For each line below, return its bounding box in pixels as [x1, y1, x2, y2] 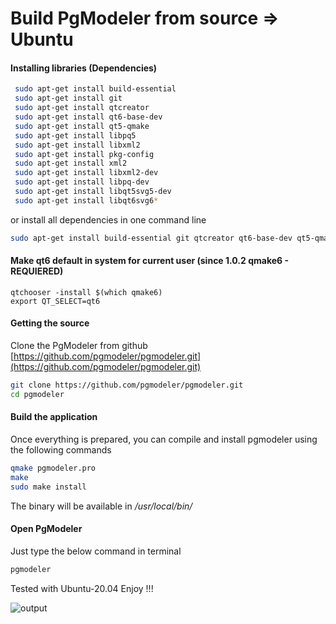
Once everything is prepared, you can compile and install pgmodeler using [10, 433, 318, 445]
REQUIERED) [10, 265, 64, 277]
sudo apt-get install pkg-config [14, 149, 155, 159]
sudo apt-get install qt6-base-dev [14, 112, 163, 122]
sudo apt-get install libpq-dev [14, 177, 150, 187]
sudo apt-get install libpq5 [14, 130, 137, 141]
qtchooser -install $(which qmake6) [10, 287, 163, 297]
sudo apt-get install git [14, 93, 123, 104]
